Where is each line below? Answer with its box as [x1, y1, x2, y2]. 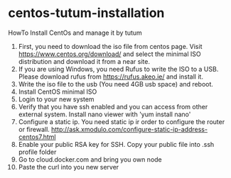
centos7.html [18, 133, 56, 141]
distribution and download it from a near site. [18, 57, 150, 65]
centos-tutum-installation [8, 5, 165, 21]
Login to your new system [18, 94, 95, 104]
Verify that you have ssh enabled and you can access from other [18, 102, 208, 111]
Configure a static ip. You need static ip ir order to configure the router [18, 117, 225, 126]
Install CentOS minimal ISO [18, 87, 97, 96]
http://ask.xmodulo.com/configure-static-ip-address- [51, 125, 208, 133]
